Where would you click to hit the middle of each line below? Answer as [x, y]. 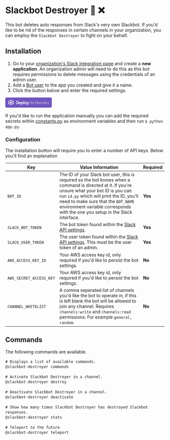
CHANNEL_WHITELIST [27, 307]
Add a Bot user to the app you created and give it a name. [73, 85]
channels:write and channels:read [95, 312]
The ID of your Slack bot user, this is [97, 174]
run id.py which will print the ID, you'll [99, 196]
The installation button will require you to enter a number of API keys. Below [84, 151]
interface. [69, 217]
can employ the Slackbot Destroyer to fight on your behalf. [67, 35]
